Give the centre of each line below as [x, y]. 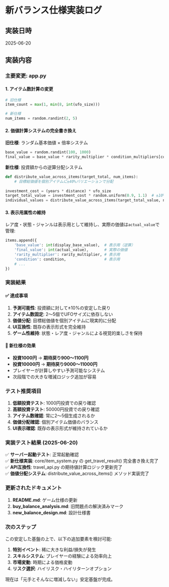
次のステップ [21, 527]
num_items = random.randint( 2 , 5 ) [41, 119]
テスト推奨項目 [23, 391]
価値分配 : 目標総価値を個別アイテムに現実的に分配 [64, 320]
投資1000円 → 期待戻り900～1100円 [51, 357]
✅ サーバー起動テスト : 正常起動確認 [42, 455]
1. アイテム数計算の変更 [29, 88]
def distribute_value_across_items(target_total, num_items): [72, 177]
